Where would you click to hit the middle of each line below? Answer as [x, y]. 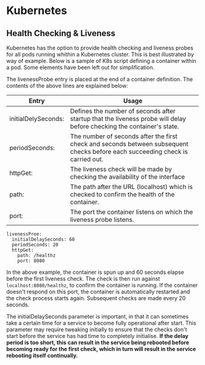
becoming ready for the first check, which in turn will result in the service [101, 349]
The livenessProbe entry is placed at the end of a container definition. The [100, 79]
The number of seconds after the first [124, 136]
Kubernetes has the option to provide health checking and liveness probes [100, 48]
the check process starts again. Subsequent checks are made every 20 [96, 298]
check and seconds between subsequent [129, 144]
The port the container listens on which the [131, 212]
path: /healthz [37, 256]
